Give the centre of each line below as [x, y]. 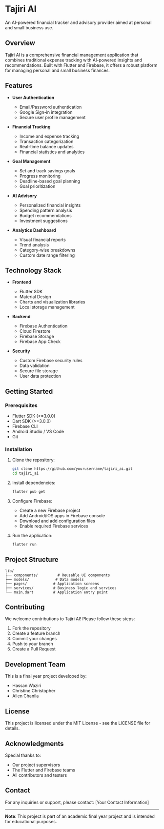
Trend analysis [34, 244]
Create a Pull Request [34, 649]
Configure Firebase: [32, 501]
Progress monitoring [40, 176]
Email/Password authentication [51, 107]
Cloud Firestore [35, 331]
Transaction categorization [46, 141]
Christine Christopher [34, 691]
